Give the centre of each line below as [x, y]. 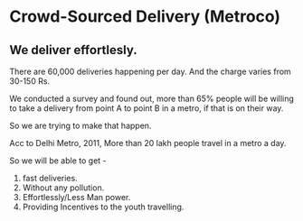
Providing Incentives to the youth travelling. [103, 207]
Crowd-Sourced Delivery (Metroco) [145, 17]
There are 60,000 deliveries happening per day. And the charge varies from [150, 71]
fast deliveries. [50, 178]
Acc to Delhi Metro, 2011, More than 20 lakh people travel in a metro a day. [148, 143]
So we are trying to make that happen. [80, 125]
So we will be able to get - [58, 161]
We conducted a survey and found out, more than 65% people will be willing [151, 98]
